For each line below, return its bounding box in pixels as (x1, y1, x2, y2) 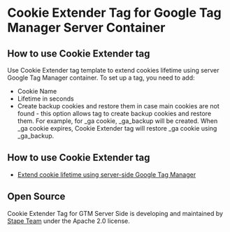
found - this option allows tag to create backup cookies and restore (17, 110, 212, 117)
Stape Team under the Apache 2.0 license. (7, 217, 131, 225)
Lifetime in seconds (17, 94, 75, 103)
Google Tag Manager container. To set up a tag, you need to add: (7, 73, 195, 82)
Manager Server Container (7, 20, 166, 36)
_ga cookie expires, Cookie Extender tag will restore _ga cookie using (17, 124, 217, 132)
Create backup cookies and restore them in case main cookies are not (17, 102, 220, 110)
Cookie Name (17, 87, 57, 95)
